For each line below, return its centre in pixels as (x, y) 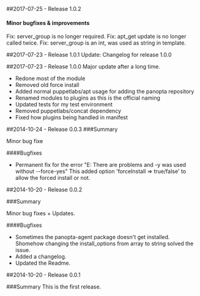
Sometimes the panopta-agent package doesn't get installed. (92, 237)
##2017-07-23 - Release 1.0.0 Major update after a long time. (83, 67)
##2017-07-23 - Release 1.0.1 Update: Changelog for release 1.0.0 (89, 55)
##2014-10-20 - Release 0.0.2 (44, 190)
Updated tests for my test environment (64, 105)
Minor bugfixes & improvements (48, 23)
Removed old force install (47, 85)
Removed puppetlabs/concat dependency (68, 111)
